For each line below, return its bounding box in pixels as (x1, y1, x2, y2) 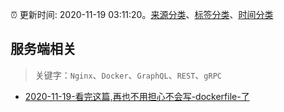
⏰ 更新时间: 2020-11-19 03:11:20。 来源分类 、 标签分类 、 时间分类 (10, 9, 274, 20)
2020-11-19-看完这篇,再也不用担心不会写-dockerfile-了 (24, 90, 250, 102)
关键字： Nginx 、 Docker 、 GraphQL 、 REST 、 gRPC (34, 69, 222, 81)
